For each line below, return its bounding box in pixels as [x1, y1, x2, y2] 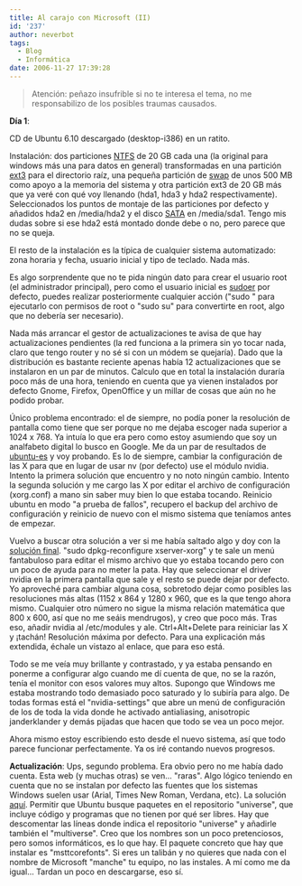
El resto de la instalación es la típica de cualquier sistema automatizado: [9, 245, 277, 256]
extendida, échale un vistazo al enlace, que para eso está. [9, 640, 225, 651]
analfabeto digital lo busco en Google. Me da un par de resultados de [9, 441, 267, 452]
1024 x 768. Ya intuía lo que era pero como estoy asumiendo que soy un [9, 431, 278, 443]
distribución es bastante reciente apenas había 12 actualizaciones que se [9, 356, 281, 367]
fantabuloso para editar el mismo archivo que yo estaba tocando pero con [9, 555, 285, 565]
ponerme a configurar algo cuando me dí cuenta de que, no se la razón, [9, 667, 277, 678]
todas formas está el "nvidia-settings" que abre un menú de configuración [9, 696, 286, 707]
